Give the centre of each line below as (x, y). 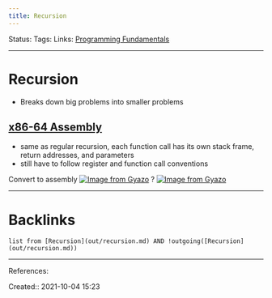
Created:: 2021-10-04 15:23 (54, 287)
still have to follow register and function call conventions (114, 164)
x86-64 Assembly (55, 127)
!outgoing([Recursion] (206, 241)
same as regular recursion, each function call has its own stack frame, (137, 147)
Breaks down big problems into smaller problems (102, 101)
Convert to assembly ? (82, 180)
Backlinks (42, 220)
